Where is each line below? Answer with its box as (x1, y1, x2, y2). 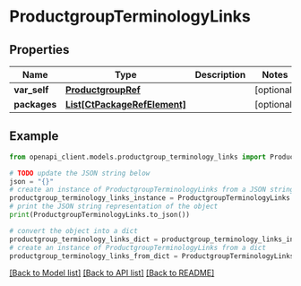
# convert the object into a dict (9, 226, 139, 235)
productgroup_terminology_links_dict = (9, 235, 159, 244)
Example (9, 128, 59, 144)
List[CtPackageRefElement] (65, 99, 186, 110)
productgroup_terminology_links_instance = (9, 194, 175, 203)
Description (194, 69, 246, 81)
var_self (13, 83, 49, 96)
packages (13, 99, 57, 110)
